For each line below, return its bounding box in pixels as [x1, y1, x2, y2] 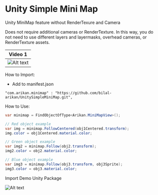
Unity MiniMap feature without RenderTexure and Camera [5, 19, 121, 25]
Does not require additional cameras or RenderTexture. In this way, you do [5, 29, 154, 35]
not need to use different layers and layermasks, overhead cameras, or [5, 34, 147, 40]
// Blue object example [5, 157, 53, 162]
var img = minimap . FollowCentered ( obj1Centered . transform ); [5, 126, 130, 131]
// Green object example [5, 139, 55, 144]
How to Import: [5, 72, 35, 78]
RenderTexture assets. [5, 39, 50, 45]
